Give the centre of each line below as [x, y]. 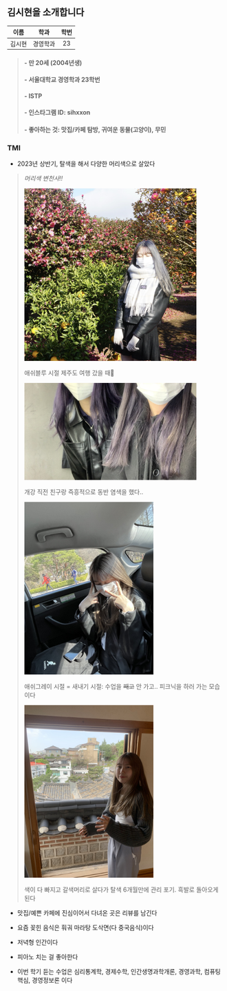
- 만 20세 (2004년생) [53, 62]
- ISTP [33, 96]
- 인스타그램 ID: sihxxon [57, 112]
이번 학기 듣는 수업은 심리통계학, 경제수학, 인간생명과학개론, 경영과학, [110, 972]
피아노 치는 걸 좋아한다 [47, 957]
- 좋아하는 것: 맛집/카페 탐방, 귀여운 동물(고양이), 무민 [95, 130]
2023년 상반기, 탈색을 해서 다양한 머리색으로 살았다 [86, 164]
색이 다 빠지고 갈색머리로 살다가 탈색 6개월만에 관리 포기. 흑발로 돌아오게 [121, 890]
